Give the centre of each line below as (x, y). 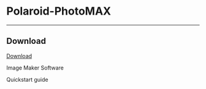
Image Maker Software (35, 68)
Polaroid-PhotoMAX (59, 11)
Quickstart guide (27, 79)
